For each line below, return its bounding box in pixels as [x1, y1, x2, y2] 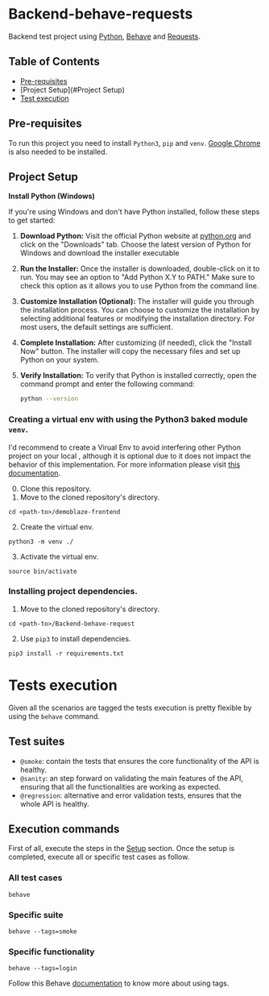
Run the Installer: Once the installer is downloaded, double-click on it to [19, 264, 260, 274]
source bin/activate [8, 567, 78, 575]
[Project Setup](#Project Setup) [19, 85, 125, 94]
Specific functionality [8, 946, 95, 957]
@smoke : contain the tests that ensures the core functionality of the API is [19, 756, 259, 766]
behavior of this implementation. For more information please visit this [8, 459, 241, 469]
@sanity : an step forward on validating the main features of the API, [19, 773, 243, 782]
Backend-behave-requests [8, 5, 193, 23]
